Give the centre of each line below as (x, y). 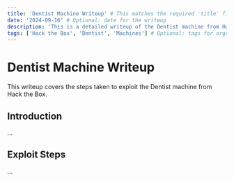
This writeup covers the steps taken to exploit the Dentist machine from (110, 87)
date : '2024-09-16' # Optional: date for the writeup (87, 20)
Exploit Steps (37, 155)
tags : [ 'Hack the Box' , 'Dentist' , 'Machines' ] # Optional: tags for (110, 33)
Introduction (35, 116)
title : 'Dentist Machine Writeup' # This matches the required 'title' (113, 14)
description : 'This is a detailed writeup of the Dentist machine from (113, 26)
